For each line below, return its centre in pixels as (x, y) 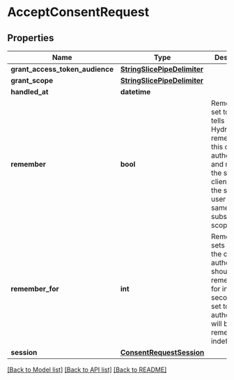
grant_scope (32, 81)
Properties (31, 38)
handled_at (30, 92)
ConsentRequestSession (162, 352)
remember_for (35, 289)
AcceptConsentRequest (78, 12)
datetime (135, 92)
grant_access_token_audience (62, 69)
